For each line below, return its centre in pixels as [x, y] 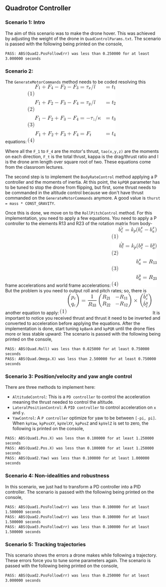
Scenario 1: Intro [25, 22]
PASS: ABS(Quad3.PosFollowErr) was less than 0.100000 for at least [77, 527]
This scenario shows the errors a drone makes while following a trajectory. [81, 555]
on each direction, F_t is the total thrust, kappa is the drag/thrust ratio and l [82, 156]
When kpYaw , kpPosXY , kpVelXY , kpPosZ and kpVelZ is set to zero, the [80, 423]
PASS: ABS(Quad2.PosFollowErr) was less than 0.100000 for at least [77, 517]
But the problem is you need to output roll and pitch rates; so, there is [76, 290]
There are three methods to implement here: [50, 387]
